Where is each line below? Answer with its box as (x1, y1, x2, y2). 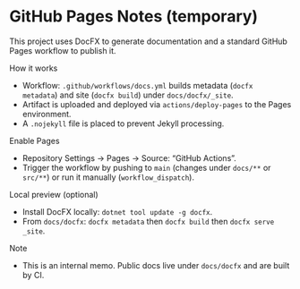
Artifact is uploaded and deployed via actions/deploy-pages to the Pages (21, 98, 292, 109)
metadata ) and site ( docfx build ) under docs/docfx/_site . (21, 89, 235, 100)
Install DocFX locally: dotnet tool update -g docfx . (21, 206, 213, 217)
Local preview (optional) (9, 189, 99, 200)
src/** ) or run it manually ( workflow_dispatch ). (21, 172, 195, 183)
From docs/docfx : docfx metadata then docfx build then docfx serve (21, 216, 275, 226)
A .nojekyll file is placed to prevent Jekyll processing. (21, 118, 225, 129)
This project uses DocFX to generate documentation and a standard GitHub (9, 36, 288, 47)
